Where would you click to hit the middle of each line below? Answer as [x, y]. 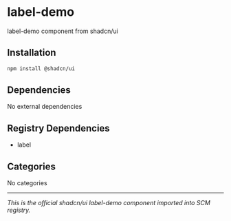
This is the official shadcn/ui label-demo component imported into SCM [109, 203]
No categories [27, 183]
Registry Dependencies [58, 128]
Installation [32, 53]
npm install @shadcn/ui [41, 69]
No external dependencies [45, 107]
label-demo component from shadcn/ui [63, 31]
